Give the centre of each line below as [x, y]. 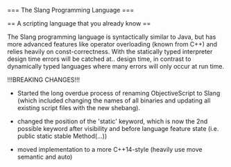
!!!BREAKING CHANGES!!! [44, 80]
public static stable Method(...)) [62, 136]
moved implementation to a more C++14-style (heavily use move [110, 149]
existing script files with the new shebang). [79, 108]
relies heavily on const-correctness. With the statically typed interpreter [110, 52]
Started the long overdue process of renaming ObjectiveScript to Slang [119, 93]
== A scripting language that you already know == [79, 23]
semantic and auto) [45, 157]
